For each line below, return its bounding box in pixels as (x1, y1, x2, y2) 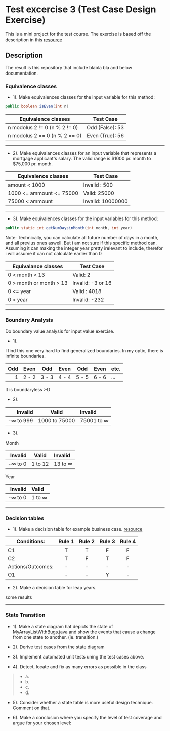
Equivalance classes (12, 263, 63, 270)
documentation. (5, 70, 38, 76)
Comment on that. (12, 705, 51, 711)
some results (5, 594, 32, 600)
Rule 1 (58, 538, 74, 545)
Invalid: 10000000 (83, 198, 128, 205)
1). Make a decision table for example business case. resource (12, 526, 143, 532)
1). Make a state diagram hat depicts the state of (12, 623, 113, 629)
